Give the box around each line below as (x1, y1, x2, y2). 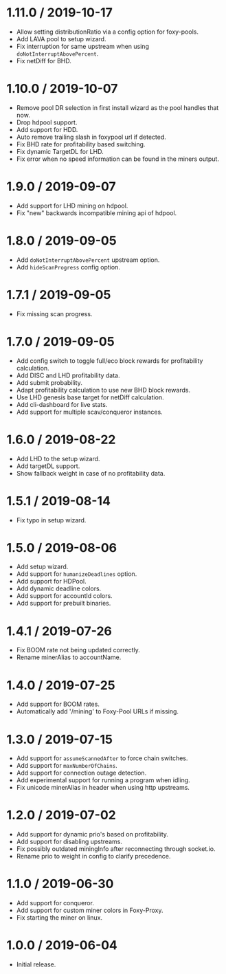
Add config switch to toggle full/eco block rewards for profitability (16, 356, 203, 365)
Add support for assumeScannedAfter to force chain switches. (16, 754, 188, 762)
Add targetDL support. (16, 462, 80, 470)
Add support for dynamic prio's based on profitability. (16, 830, 169, 839)
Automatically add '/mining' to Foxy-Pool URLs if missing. (16, 707, 179, 716)
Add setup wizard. (16, 562, 69, 571)
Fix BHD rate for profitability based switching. (16, 140, 146, 148)
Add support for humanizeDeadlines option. (16, 570, 137, 578)
